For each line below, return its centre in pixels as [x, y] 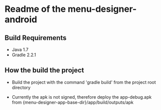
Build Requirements [36, 38]
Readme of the [35, 9]
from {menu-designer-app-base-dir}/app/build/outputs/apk [73, 102]
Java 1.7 [20, 50]
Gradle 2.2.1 [24, 55]
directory [21, 87]
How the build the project [45, 70]
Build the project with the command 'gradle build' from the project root [84, 82]
